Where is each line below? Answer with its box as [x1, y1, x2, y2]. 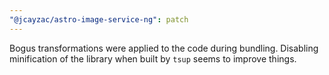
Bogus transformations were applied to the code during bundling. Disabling [9, 42, 319, 54]
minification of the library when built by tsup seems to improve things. [9, 52, 297, 65]
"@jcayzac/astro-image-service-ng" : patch [9, 14, 189, 25]
